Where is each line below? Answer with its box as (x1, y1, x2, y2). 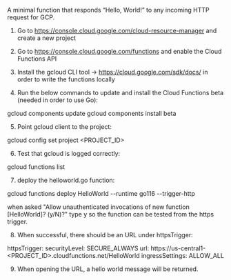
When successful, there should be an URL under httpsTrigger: (17, 231, 193, 239)
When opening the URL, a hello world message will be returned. (17, 265, 199, 273)
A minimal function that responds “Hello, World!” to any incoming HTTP (7, 6, 210, 14)
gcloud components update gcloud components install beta (7, 110, 177, 117)
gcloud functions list (7, 163, 66, 171)
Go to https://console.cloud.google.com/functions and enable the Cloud (17, 48, 222, 55)
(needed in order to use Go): (17, 96, 99, 104)
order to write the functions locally (17, 75, 115, 83)
